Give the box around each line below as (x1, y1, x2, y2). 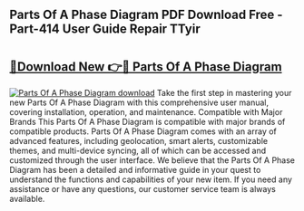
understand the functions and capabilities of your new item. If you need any (9, 174, 293, 185)
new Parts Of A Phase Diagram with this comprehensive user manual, (9, 97, 270, 108)
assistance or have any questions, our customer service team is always (9, 184, 277, 194)
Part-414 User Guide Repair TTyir (9, 22, 201, 37)
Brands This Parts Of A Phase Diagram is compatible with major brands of (9, 117, 286, 127)
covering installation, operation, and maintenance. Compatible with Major (9, 107, 283, 117)
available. (9, 194, 45, 204)
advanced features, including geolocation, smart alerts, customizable (9, 136, 269, 146)
